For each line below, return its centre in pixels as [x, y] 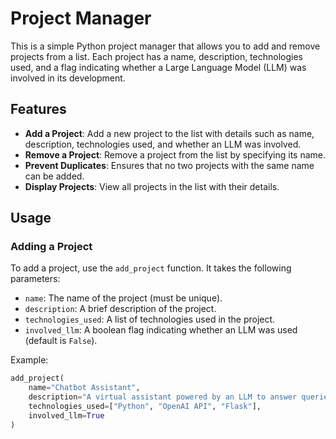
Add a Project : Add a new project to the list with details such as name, [169, 133]
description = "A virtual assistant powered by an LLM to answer [163, 397]
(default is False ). [61, 341]
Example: [29, 360]
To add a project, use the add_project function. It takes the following [151, 268]
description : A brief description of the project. [120, 309]
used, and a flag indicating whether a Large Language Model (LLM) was [158, 67]
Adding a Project [51, 247]
